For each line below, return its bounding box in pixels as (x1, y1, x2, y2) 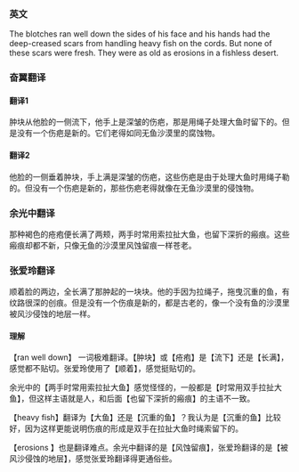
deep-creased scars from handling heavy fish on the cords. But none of (9, 38, 273, 49)
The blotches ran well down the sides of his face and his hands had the (9, 28, 271, 39)
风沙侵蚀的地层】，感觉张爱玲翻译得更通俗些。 (9, 453, 177, 464)
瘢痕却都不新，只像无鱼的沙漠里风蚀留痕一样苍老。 (9, 240, 197, 250)
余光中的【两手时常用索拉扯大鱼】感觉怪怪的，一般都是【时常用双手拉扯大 (9, 382, 282, 393)
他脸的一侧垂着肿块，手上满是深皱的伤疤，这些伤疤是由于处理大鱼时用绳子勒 (9, 171, 290, 182)
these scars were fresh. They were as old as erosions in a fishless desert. (9, 47, 279, 59)
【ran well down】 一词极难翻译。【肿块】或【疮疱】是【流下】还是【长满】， (9, 352, 289, 362)
